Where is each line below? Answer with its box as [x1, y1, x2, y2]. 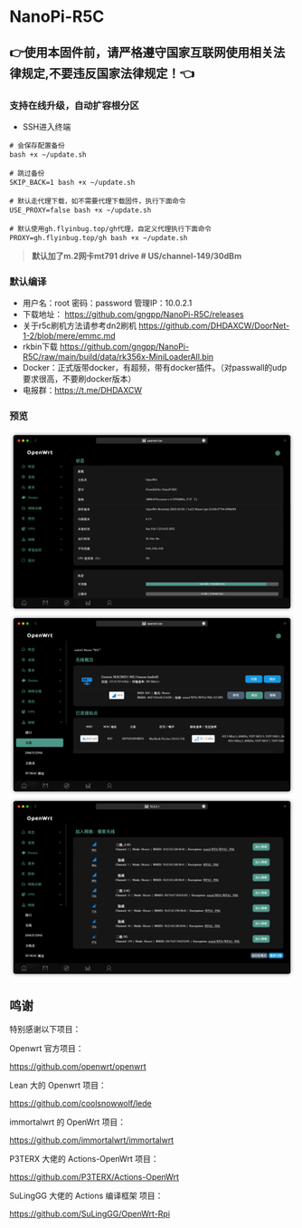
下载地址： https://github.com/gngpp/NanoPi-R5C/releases [22, 309, 244, 320]
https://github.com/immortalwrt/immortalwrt [9, 1135, 175, 1146]
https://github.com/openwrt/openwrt [9, 1061, 146, 1072]
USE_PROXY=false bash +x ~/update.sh [9, 206, 152, 215]
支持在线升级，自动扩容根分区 [9, 99, 140, 111]
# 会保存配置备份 [9, 140, 65, 150]
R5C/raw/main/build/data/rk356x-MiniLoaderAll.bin [22, 352, 214, 363]
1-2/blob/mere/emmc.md [22, 331, 116, 342]
